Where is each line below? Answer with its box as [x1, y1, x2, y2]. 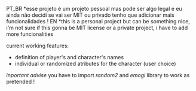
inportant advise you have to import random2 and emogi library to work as [6, 72, 190, 78]
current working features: [6, 42, 69, 49]
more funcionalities [6, 31, 54, 38]
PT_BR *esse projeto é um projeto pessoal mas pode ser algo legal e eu [6, 5, 182, 12]
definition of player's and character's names [14, 54, 124, 60]
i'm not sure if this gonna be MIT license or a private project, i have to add [6, 24, 188, 31]
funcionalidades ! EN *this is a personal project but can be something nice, [6, 18, 190, 25]
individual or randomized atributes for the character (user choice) [14, 60, 176, 67]
